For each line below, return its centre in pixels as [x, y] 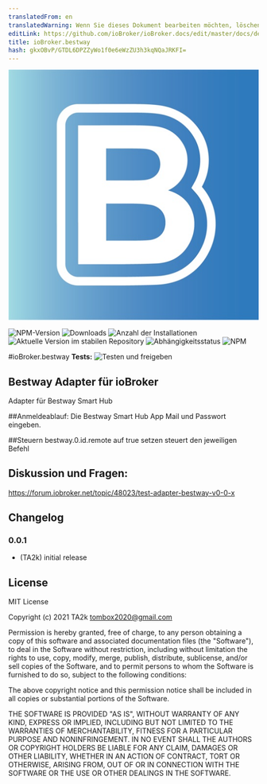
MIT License [29, 602]
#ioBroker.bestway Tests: [50, 357]
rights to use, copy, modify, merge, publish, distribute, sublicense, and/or [128, 658]
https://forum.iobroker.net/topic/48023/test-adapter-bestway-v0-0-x [122, 492]
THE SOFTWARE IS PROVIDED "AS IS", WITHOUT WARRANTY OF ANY [124, 714]
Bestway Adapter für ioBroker [83, 382]
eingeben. [25, 425]
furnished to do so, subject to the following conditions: [97, 675]
